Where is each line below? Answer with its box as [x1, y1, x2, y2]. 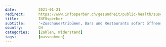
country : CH [5, 25, 43, 30]
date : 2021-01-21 [5, 7, 61, 12]
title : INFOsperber [5, 16, 63, 21]
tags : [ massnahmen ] [5, 35, 65, 40]
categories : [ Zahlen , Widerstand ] [5, 30, 83, 35]
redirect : [5, 12, 26, 17]
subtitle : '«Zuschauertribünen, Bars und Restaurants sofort [5, 21, 145, 26]
